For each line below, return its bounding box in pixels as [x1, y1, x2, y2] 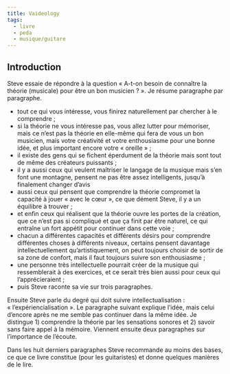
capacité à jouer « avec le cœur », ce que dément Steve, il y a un [16, 195, 201, 203]
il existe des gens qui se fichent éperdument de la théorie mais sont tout [16, 151, 222, 159]
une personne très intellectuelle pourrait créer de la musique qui [16, 261, 199, 269]
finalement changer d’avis [16, 180, 91, 188]
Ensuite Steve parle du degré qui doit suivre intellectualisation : [7, 296, 185, 304]
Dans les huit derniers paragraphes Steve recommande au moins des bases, [7, 345, 223, 354]
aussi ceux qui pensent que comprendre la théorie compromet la [16, 187, 200, 196]
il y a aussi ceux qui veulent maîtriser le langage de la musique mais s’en [16, 166, 222, 174]
